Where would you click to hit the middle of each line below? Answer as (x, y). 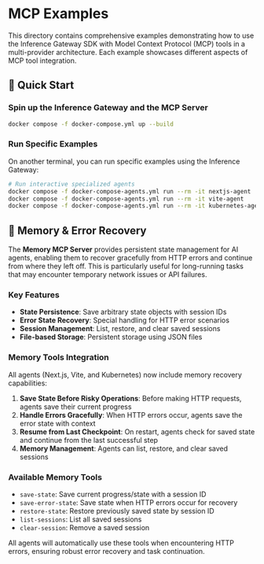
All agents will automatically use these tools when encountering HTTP (121, 543)
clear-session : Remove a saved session (84, 527)
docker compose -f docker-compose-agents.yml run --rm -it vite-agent (126, 199)
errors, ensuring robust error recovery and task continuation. (107, 551)
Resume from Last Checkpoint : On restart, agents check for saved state (137, 431)
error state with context (57, 423)
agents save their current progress (75, 407)
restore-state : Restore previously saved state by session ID (117, 511)
